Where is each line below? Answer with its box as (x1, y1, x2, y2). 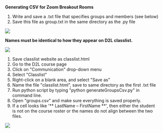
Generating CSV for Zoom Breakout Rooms (5, 4, 94, 10)
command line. (12, 92, 42, 98)
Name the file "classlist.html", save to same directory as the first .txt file (12, 82, 156, 88)
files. (12, 113, 22, 119)
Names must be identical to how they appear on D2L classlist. (5, 38, 133, 43)
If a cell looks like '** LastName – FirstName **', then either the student (12, 103, 155, 109)
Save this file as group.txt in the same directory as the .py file (12, 19, 136, 24)
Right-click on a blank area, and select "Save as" (12, 77, 111, 83)
